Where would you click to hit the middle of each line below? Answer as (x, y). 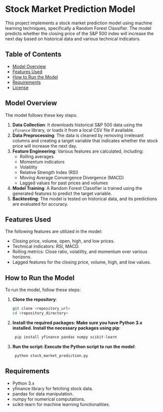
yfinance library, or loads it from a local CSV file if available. (73, 130)
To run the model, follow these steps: (43, 290)
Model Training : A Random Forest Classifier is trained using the (77, 188)
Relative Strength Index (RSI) (49, 172)
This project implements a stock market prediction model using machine (79, 23)
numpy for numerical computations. (49, 399)
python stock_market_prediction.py (51, 356)
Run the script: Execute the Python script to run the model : (74, 346)
